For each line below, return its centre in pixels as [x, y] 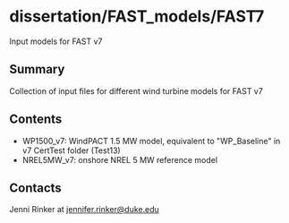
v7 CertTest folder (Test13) [71, 150]
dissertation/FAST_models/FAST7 [137, 17]
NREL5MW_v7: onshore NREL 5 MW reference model [119, 159]
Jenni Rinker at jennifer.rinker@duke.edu [84, 210]
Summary [37, 69]
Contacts [36, 188]
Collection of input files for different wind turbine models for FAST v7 [136, 90]
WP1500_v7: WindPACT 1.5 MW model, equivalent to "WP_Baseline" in [151, 141]
